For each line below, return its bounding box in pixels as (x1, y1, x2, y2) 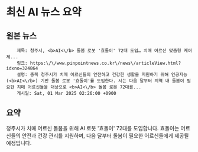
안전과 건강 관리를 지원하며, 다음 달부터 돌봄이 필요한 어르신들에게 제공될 (21, 132, 189, 139)
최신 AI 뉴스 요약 (6, 5, 82, 19)
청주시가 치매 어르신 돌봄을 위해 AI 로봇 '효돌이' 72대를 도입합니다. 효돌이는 (6, 124, 180, 131)
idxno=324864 (6, 65, 38, 71)
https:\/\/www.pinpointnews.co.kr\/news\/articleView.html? (30, 60, 181, 66)
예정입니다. (6, 139, 32, 146)
